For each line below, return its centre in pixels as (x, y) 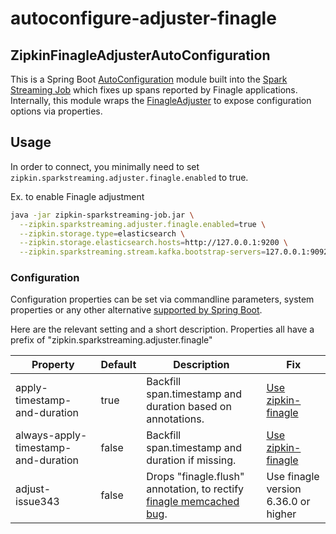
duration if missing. (191, 460)
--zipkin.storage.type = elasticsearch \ (102, 233)
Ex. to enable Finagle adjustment (77, 196)
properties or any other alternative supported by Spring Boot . (136, 310)
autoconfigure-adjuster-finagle (143, 18)
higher (281, 514)
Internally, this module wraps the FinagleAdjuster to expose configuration (161, 100)
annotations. (175, 419)
